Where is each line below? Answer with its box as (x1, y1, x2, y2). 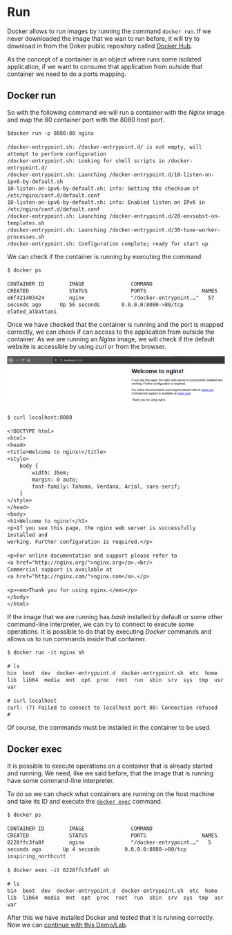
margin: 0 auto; (32, 476, 79, 483)
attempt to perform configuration (7, 150, 107, 158)
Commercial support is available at (7, 566, 113, 573)
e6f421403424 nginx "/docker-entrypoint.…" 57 (7, 294, 215, 301)
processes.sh (7, 233, 45, 240)
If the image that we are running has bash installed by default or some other (7, 612, 223, 621)
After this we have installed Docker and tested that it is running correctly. (7, 913, 215, 921)
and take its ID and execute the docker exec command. (7, 797, 163, 805)
